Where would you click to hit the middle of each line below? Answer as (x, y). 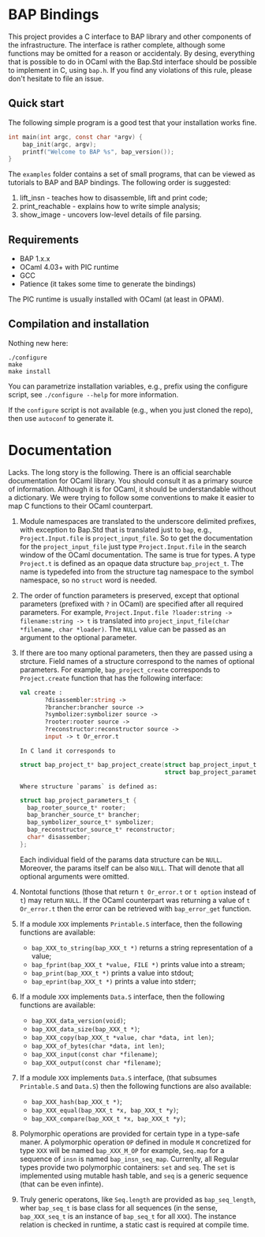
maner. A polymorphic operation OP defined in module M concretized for (135, 1142)
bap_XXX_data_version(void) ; (78, 1020)
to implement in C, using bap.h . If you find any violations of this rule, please (130, 70)
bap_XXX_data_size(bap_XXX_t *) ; (86, 1028)
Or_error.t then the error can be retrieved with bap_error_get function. (135, 909)
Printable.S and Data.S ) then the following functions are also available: (135, 1086)
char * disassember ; (59, 837)
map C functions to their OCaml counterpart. (80, 506)
